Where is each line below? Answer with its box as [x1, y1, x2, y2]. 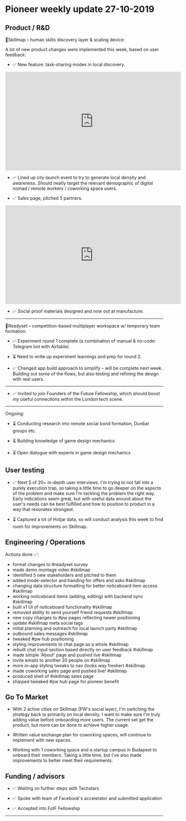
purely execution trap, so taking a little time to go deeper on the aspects [12, 485, 161, 491]
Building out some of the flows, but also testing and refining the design [12, 371, 159, 377]
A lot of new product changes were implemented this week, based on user [5, 47, 159, 52]
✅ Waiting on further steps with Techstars [12, 785, 99, 791]
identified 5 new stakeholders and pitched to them [12, 572, 117, 578]
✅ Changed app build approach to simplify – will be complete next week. [12, 365, 163, 371]
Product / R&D [5, 24, 50, 32]
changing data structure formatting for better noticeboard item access [12, 583, 158, 589]
